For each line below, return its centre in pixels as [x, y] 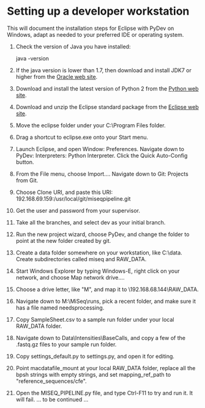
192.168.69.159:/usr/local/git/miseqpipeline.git [73, 198]
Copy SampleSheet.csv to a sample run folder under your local [95, 319]
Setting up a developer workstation [98, 11]
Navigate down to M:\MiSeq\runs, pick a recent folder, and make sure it [106, 301]
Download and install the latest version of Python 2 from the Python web [107, 88]
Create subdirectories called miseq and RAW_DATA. [81, 259]
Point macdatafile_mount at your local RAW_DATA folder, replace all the [106, 368]
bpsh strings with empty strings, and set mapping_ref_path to [93, 374]
